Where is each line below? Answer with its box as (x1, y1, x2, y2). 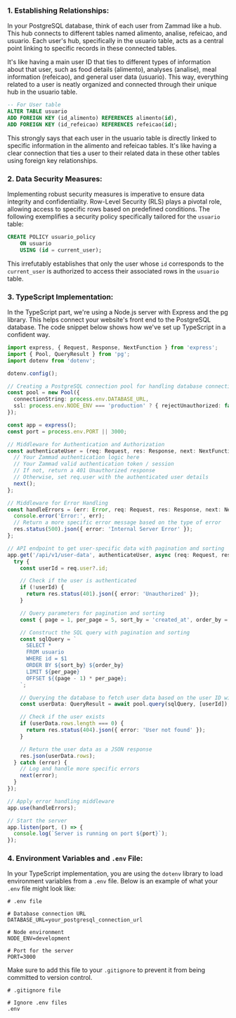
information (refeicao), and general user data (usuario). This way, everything (7, 73, 228, 81)
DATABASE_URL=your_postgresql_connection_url (7, 916, 143, 924)
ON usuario (20, 240, 52, 247)
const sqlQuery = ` (20, 635, 77, 643)
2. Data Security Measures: (7, 173, 103, 183)
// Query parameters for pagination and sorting (20, 609, 165, 617)
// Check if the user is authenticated (20, 577, 137, 584)
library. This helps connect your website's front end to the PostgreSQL (7, 316, 211, 324)
